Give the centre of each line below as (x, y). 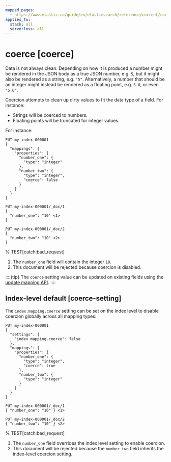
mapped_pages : (20, 10)
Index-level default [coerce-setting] (63, 299)
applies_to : (18, 19)
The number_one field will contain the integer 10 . (62, 262)
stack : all (21, 24)
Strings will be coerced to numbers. (50, 115)
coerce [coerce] (40, 54)
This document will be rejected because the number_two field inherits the (88, 448)
